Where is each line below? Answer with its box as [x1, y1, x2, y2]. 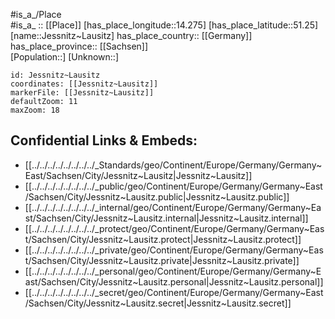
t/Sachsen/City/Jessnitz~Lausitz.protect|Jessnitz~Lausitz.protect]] [24, 233, 302, 245]
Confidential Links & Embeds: [10, 132, 198, 149]
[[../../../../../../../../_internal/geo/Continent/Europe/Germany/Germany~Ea [24, 201, 322, 213]
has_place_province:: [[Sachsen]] [10, 40, 149, 52]
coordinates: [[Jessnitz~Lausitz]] [10, 79, 159, 89]
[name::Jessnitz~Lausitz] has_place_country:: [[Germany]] [10, 30, 253, 41]
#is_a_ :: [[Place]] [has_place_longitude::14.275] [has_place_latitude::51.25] [10, 19, 319, 31]
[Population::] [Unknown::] [10, 51, 120, 63]
